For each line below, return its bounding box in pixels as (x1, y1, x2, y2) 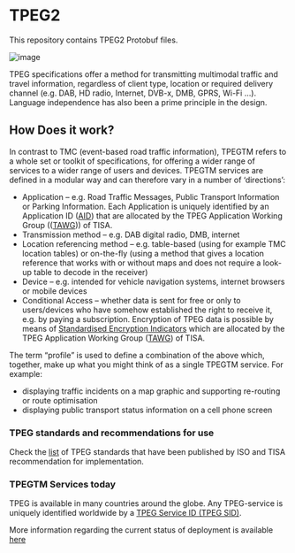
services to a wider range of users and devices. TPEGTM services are (9, 165, 263, 175)
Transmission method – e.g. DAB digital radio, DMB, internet (21, 229, 240, 240)
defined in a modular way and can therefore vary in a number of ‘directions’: (9, 174, 285, 185)
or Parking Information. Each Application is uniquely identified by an (21, 201, 269, 211)
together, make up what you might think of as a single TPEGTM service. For (9, 359, 284, 370)
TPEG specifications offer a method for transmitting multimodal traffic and (9, 68, 278, 80)
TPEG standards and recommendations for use (9, 426, 215, 439)
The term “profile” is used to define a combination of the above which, (9, 349, 265, 360)
